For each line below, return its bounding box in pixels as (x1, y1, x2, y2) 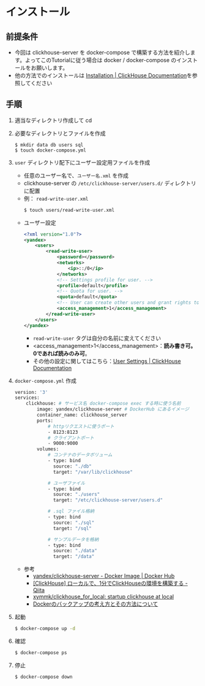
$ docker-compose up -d (14, 626, 76, 632)
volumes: (37, 446, 59, 452)
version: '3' (14, 389, 48, 395)
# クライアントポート (47, 434, 94, 441)
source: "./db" (53, 463, 92, 469)
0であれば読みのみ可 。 (32, 350, 91, 357)
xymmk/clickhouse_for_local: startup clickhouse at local (32, 593, 174, 601)
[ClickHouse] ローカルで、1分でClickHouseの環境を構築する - (32, 580, 188, 587)
